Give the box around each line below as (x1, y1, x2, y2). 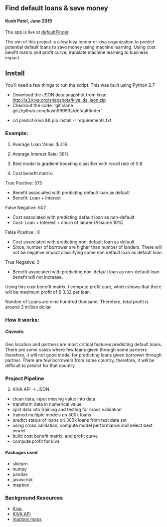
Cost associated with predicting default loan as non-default (12, 214, 135, 220)
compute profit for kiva (12, 438, 60, 444)
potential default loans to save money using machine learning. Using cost (5, 44, 156, 50)
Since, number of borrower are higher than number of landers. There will (12, 244, 162, 250)
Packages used (5, 450, 38, 456)
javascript (12, 477, 33, 483)
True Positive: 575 (5, 179, 42, 186)
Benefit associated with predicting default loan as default (12, 189, 130, 195)
